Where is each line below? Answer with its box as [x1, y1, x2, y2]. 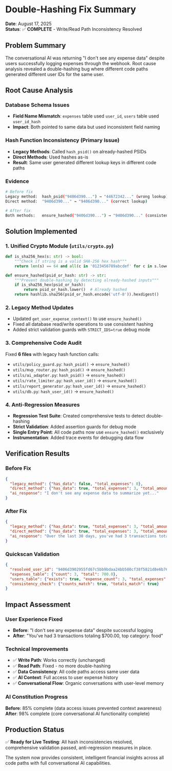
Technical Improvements [5, 645, 69, 653]
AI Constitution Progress [5, 694, 68, 701]
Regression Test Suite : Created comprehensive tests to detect [12, 412, 145, 419]
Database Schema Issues [5, 102, 70, 109]
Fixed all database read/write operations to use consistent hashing [12, 321, 154, 327]
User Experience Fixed [5, 616, 63, 623]
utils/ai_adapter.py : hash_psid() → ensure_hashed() [12, 372, 126, 378]
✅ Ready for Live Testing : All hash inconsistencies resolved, [5, 739, 133, 745]
